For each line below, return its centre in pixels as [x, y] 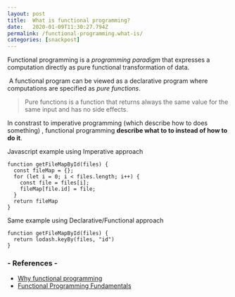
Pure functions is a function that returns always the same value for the [126, 102]
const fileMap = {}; [44, 171]
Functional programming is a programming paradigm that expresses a [109, 60]
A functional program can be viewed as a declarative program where [108, 81]
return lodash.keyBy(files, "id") [64, 239]
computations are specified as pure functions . [74, 88]
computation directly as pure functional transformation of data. [99, 67]
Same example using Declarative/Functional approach [85, 220]
